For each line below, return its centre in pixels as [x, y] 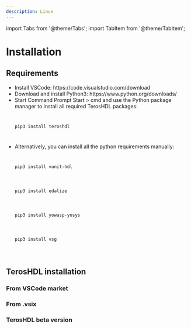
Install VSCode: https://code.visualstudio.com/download [82, 87]
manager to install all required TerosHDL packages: [76, 106]
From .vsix [21, 304]
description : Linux [30, 11]
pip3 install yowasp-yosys [47, 215]
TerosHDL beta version [39, 320]
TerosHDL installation [46, 271]
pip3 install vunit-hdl [44, 167]
